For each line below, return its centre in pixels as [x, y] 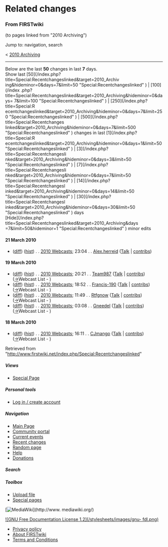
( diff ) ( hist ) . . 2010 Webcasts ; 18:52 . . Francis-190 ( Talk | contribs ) [81, 284]
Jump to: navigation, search [34, 45]
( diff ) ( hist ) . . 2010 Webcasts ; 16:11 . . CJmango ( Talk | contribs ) [78, 334]
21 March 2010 [21, 240]
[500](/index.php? [99, 117]
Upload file [24, 495]
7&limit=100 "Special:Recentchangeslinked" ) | [62, 101]
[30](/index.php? [94, 197]
